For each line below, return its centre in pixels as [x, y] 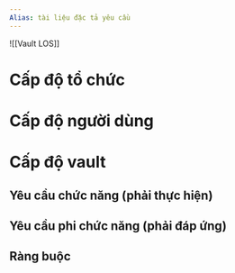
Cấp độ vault [58, 162]
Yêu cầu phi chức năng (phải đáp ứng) [118, 226]
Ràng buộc [40, 256]
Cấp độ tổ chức [68, 80]
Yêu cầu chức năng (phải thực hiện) [111, 195]
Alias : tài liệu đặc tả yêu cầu [70, 18]
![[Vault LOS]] [35, 43]
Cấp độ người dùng [82, 121]
